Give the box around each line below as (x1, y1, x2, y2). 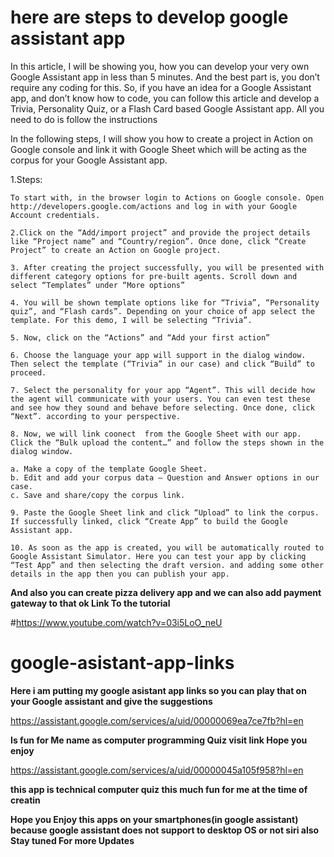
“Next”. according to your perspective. (10, 411, 182, 421)
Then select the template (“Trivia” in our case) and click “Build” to (10, 359, 315, 369)
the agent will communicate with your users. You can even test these (10, 394, 311, 404)
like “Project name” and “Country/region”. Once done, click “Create (10, 236, 307, 246)
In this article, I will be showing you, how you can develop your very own (10, 60, 310, 72)
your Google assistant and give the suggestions (10, 695, 213, 707)
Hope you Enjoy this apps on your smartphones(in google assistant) (10, 813, 299, 825)
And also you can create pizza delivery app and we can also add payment (10, 586, 322, 598)
